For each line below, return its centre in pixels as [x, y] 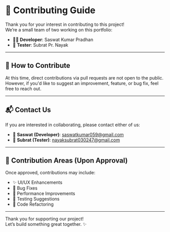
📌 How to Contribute [38, 66]
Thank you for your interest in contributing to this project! [65, 24]
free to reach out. [23, 89]
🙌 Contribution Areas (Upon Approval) [67, 160]
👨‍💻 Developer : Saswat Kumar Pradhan [53, 40]
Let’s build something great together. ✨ [46, 224]
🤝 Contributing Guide [50, 10]
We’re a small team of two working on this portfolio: [59, 29]
